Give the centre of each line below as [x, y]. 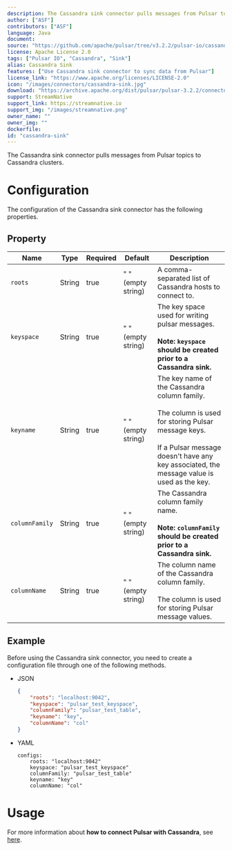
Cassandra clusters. [36, 162]
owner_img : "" [28, 123]
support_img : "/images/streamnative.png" [68, 110]
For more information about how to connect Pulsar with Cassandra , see [110, 832]
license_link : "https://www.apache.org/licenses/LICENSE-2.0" [98, 78]
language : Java [29, 33]
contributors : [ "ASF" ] [40, 26]
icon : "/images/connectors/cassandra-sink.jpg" [77, 84]
